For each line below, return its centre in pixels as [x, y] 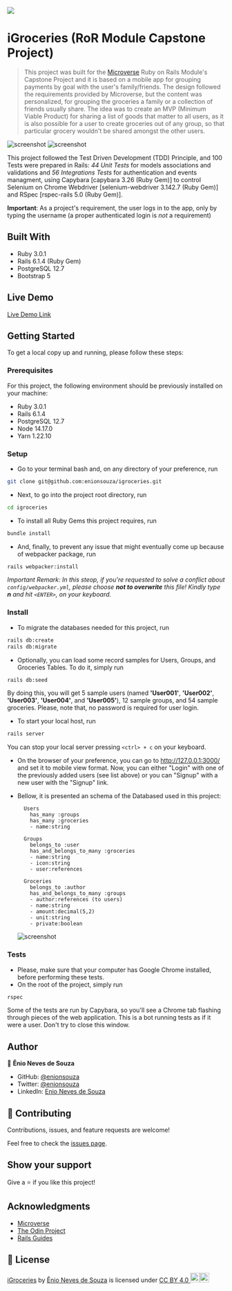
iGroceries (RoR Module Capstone [106, 38]
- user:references [56, 869]
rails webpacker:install [43, 567]
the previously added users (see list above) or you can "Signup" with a [117, 775]
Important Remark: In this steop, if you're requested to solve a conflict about [116, 580]
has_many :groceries [59, 821]
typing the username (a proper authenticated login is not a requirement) [109, 215]
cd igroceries [28, 507]
